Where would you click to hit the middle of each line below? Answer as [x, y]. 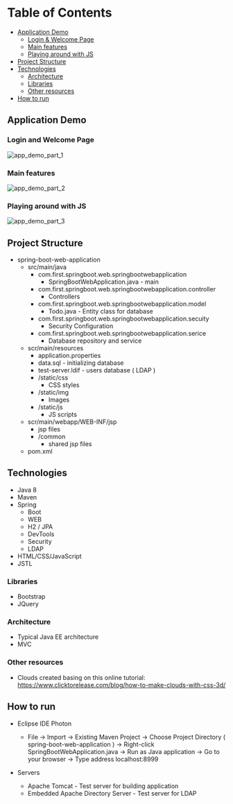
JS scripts [63, 415]
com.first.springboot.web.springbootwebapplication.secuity [123, 319]
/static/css [53, 378]
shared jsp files [70, 444]
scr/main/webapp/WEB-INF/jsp [72, 422]
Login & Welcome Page [61, 39]
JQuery [28, 604]
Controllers [64, 297]
